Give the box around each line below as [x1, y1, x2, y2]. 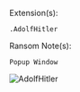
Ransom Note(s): [9, 40, 72, 51]
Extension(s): [9, 8, 58, 18]
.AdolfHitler [9, 25, 58, 34]
